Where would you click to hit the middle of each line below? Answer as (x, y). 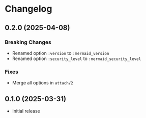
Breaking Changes (28, 42)
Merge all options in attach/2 (42, 83)
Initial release (26, 111)
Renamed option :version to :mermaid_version (61, 53)
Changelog (28, 9)
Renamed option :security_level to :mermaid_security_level (77, 58)
